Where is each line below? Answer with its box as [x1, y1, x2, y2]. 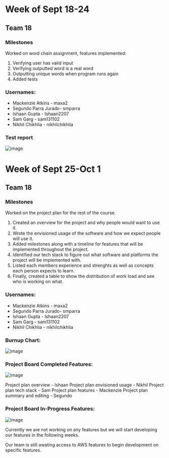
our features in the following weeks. [5, 432, 79, 438]
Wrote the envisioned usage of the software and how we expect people [12, 231, 161, 237]
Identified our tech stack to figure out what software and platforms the [12, 252, 158, 258]
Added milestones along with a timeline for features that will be [12, 241, 143, 247]
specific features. [5, 447, 42, 453]
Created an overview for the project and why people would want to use [12, 219, 160, 225]
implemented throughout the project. [12, 246, 89, 253]
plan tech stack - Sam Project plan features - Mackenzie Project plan [5, 387, 148, 393]
